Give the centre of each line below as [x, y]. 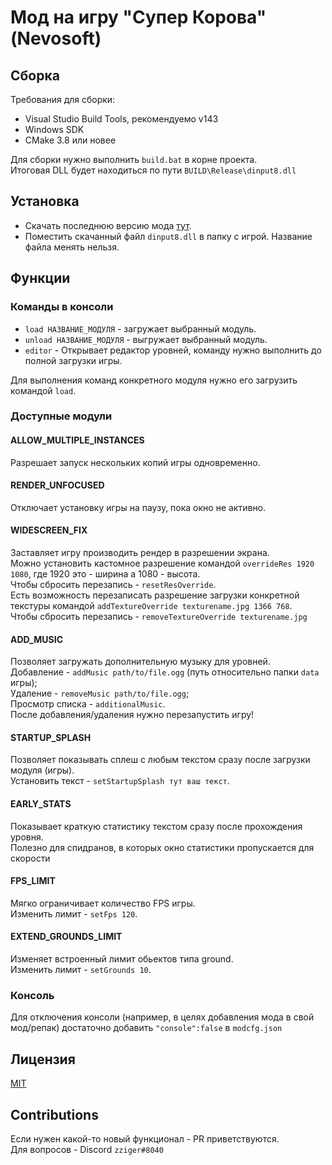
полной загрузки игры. [73, 360]
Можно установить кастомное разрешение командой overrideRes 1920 [162, 563]
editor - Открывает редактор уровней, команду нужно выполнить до [173, 350]
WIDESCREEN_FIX [49, 530]
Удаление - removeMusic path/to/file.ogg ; [100, 693]
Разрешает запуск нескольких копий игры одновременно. [135, 462]
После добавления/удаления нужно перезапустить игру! [132, 715]
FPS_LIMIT [33, 881]
